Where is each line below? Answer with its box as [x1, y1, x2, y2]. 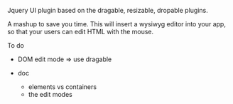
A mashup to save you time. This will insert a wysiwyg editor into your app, [7, 20, 226, 28]
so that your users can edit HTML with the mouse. [7, 28, 154, 36]
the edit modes [28, 90, 72, 98]
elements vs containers [28, 83, 97, 91]
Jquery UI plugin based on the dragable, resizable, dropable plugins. [7, 6, 208, 14]
